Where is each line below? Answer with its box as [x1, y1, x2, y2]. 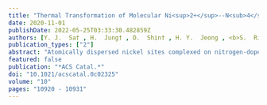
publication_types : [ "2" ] [8, 41, 94, 49]
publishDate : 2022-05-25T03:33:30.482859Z [8, 26, 151, 34]
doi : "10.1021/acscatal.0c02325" [8, 70, 119, 78]
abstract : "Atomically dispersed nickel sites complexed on [8, 48, 212, 56]
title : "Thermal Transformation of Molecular [8, 11, 161, 20]
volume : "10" [8, 77, 52, 85]
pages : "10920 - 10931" [8, 84, 87, 93]
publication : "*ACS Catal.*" [8, 63, 105, 71]
